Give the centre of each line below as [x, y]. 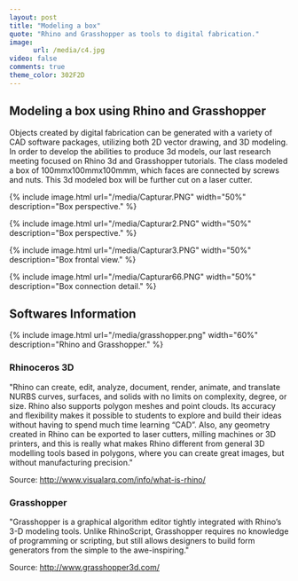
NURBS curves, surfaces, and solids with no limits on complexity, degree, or [148, 396]
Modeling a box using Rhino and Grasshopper [137, 111]
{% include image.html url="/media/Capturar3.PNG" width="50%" [130, 250]
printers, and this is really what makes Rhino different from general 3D [137, 444]
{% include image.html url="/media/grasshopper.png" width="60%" [134, 335]
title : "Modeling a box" [55, 26]
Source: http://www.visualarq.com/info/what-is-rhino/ [108, 479]
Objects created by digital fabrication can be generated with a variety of [141, 132]
